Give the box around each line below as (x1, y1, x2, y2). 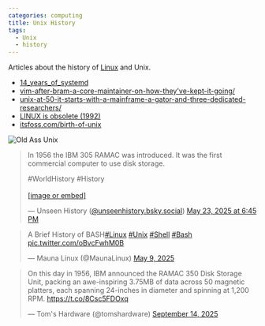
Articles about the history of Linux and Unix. (8, 62, 151, 72)
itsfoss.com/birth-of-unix (19, 120, 102, 129)
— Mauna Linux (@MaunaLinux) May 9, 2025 (27, 253, 175, 263)
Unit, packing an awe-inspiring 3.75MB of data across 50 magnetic (27, 277, 245, 287)
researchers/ (19, 103, 62, 113)
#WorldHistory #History (27, 174, 105, 184)
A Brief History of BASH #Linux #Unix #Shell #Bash (27, 230, 193, 239)
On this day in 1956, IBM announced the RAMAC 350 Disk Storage (27, 269, 242, 279)
